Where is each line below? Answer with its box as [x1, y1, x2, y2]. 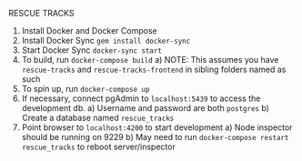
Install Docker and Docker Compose [21, 25, 157, 35]
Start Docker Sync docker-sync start [21, 45, 163, 55]
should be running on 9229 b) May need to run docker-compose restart [21, 132, 289, 142]
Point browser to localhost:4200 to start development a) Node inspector [21, 122, 293, 133]
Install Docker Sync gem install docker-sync [21, 35, 191, 45]
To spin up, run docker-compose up [21, 84, 150, 94]
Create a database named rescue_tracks [21, 113, 175, 123]
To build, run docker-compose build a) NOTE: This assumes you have [21, 55, 279, 65]
